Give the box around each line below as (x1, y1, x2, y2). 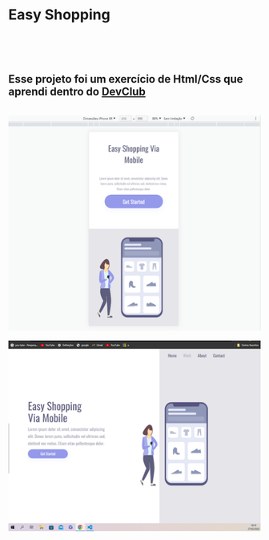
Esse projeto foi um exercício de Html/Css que (8, 72, 243, 86)
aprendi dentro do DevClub (8, 85, 146, 99)
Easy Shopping (8, 6, 110, 24)
